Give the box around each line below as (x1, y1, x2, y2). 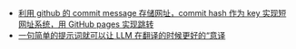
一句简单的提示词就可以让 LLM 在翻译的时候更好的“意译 (17, 30, 226, 40)
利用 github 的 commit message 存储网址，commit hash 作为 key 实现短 (17, 8, 287, 18)
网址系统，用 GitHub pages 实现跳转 (17, 19, 154, 29)
